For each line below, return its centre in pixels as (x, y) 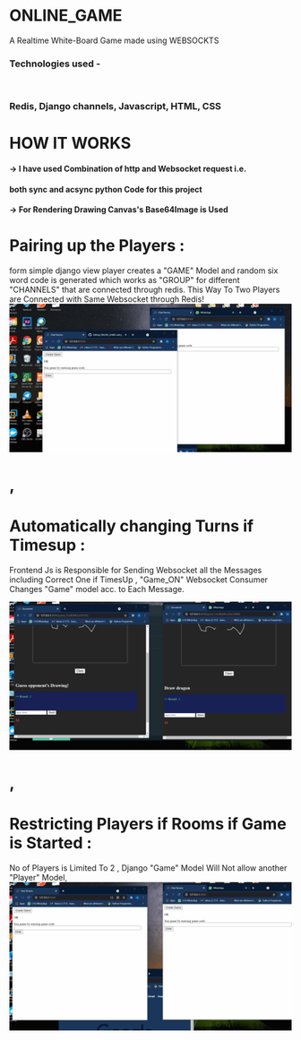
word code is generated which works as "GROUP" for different (125, 280)
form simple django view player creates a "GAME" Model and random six (144, 271)
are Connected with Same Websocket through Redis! (107, 299)
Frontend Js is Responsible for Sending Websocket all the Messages (136, 570)
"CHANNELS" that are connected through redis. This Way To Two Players (145, 290)
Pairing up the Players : (97, 246)
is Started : (51, 843)
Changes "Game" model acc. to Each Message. (97, 589)
